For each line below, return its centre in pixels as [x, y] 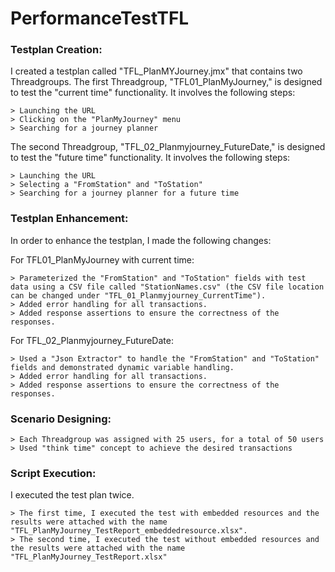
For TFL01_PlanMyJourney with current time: [102, 259]
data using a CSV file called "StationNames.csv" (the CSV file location [167, 287]
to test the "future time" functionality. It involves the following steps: [150, 158]
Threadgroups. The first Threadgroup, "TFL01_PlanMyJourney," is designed [166, 82]
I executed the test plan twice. [72, 495]
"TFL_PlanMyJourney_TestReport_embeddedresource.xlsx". [129, 531]
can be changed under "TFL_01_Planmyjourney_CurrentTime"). [138, 295]
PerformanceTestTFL [100, 18]
